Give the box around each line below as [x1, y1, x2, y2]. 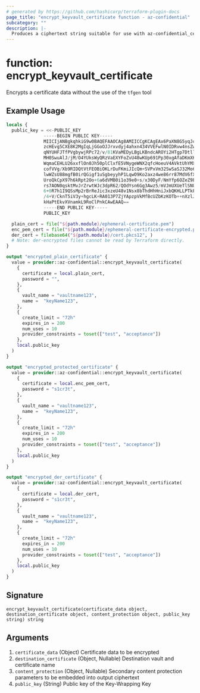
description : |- [6, 25, 46, 32]
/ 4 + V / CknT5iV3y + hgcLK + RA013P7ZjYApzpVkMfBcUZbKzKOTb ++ [43, 194, 183, 200]
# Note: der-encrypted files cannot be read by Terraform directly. [11, 237, 185, 244]
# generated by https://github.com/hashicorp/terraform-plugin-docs [6, 8, 180, 15]
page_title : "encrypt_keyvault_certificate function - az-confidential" [6, 14, 190, 20]
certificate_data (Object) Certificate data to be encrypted [14, 648, 160, 656]
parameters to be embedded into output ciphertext [14, 673, 140, 681]
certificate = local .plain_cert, [21, 270, 105, 277]
